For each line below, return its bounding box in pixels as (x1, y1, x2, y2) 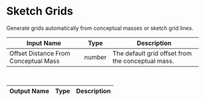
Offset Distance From (9, 49, 71, 57)
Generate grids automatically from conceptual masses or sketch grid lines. (6, 24, 194, 32)
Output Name (9, 86, 49, 95)
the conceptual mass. (112, 57, 174, 65)
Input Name (26, 38, 62, 47)
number (84, 53, 107, 61)
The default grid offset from (112, 49, 192, 57)
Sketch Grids (6, 4, 73, 18)
